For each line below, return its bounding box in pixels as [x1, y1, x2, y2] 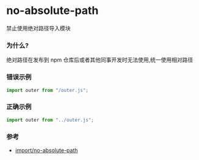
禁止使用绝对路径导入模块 [6, 24, 71, 32]
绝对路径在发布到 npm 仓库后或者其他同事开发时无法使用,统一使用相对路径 [6, 56, 194, 64]
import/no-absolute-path [15, 147, 78, 154]
